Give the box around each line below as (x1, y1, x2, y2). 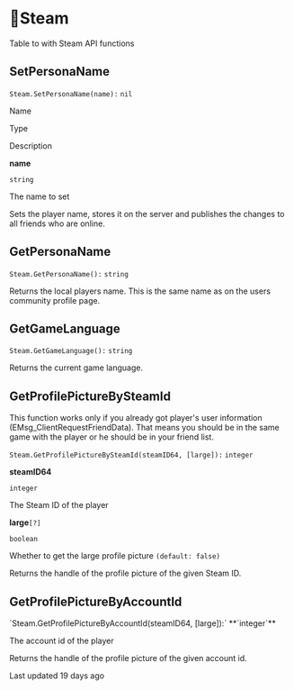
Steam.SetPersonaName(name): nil (9, 89, 133, 98)
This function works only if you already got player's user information (9, 413, 263, 423)
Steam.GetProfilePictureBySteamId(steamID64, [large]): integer (9, 450, 254, 460)
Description (9, 140, 52, 151)
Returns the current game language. (9, 362, 144, 373)
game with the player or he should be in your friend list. (9, 431, 214, 442)
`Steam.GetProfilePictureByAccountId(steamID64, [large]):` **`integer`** (9, 618, 276, 629)
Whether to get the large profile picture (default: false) (9, 550, 221, 561)
